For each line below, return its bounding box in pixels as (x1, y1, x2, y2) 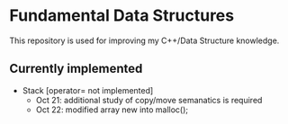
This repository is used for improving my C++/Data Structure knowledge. (9, 35, 280, 46)
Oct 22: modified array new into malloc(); (35, 104, 189, 115)
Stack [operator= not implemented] (22, 84, 154, 95)
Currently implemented (9, 61, 143, 76)
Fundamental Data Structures (9, 5, 235, 26)
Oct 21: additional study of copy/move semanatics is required (35, 94, 263, 105)
